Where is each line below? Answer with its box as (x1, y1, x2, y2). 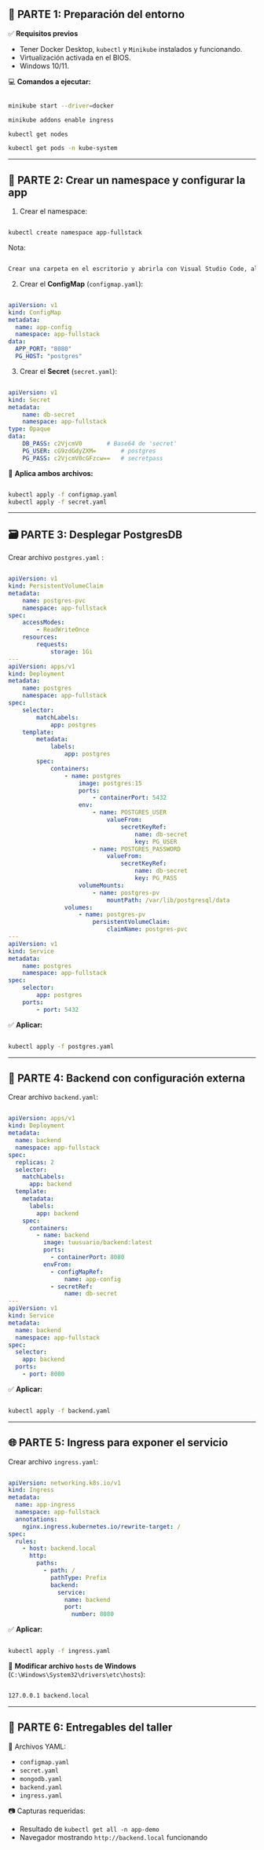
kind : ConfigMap (8, 308, 61, 317)
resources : (22, 633, 58, 641)
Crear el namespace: (19, 207, 88, 216)
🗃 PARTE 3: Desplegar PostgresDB (8, 528, 183, 541)
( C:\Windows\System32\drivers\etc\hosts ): (8, 1670, 146, 1680)
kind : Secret (8, 396, 51, 404)
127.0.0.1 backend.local (8, 1692, 90, 1700)
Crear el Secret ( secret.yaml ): (19, 366, 118, 375)
